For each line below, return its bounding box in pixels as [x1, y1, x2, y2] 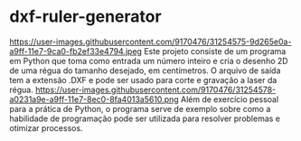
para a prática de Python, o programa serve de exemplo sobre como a [9, 103, 271, 114]
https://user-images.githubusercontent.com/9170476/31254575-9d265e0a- [9, 36, 292, 47]
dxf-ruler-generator [9, 6, 162, 27]
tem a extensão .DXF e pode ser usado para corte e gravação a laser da [9, 74, 277, 85]
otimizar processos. [9, 122, 83, 133]
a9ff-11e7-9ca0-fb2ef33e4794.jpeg [9, 45, 143, 56]
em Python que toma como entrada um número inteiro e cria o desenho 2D [9, 55, 288, 66]
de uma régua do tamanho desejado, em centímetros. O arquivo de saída [9, 65, 281, 76]
